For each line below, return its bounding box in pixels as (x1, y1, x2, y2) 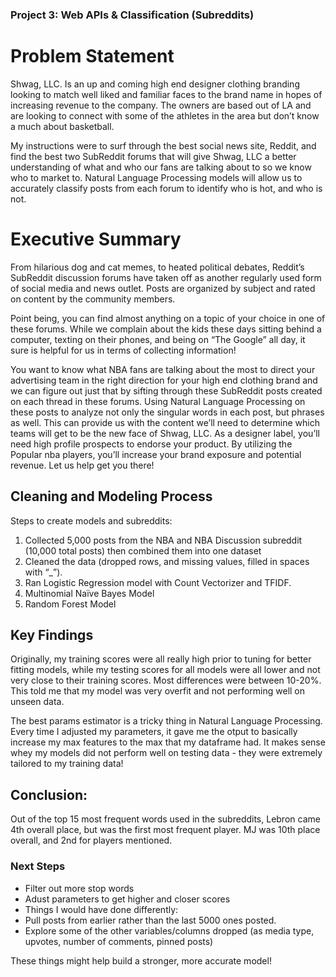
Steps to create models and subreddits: (10, 514, 173, 527)
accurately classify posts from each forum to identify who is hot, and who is (10, 182, 323, 194)
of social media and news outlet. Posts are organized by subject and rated (10, 282, 316, 294)
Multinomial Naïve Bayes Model (24, 587, 155, 599)
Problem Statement (10, 45, 175, 68)
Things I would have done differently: (24, 903, 179, 915)
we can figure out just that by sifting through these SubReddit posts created (10, 384, 323, 397)
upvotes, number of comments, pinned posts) (24, 935, 214, 947)
